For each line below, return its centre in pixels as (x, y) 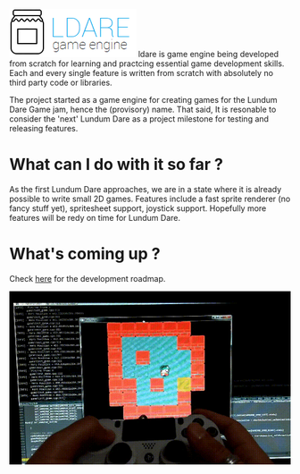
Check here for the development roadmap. (87, 278)
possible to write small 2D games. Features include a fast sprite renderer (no (150, 199)
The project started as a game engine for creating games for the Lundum (144, 100)
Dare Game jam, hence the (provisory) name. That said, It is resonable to (143, 109)
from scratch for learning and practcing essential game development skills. (147, 63)
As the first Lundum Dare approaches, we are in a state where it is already (146, 189)
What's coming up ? (85, 254)
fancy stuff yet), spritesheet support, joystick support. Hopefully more (138, 208)
